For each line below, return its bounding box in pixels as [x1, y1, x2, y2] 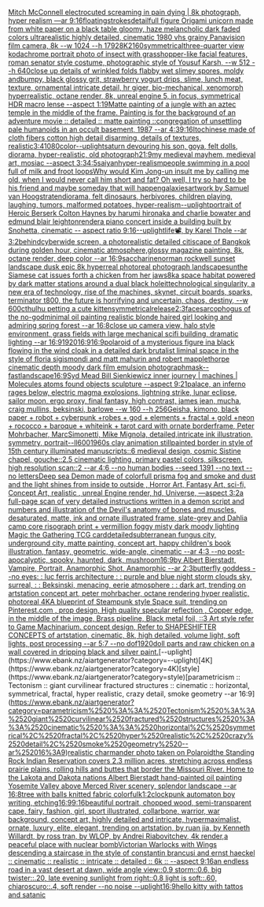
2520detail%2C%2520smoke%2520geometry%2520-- [8, 739, 189, 749]
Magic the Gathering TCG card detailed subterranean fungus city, [8, 530, 217, 539]
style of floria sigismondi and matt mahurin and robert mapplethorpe [8, 355, 230, 363]
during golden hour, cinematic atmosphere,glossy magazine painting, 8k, [8, 245, 245, 255]
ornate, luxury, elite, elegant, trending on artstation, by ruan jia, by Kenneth [8, 823, 251, 832]
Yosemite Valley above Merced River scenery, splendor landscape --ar [8, 781, 237, 790]
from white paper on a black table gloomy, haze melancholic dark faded [8, 24, 241, 33]
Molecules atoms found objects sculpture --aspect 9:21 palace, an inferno [8, 379, 246, 388]
